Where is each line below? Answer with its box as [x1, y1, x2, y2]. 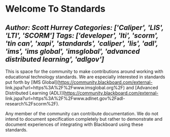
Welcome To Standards [5, 3, 106, 15]
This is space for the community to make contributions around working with [5, 68, 163, 74]
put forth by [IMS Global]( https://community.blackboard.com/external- [5, 79, 153, 85]
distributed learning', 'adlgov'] [5, 55, 105, 63]
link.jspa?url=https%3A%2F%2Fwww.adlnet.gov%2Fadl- [5, 95, 125, 101]
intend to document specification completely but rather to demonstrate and [5, 116, 163, 122]
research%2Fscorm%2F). [5, 101, 59, 107]
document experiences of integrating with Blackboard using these [5, 121, 144, 127]
